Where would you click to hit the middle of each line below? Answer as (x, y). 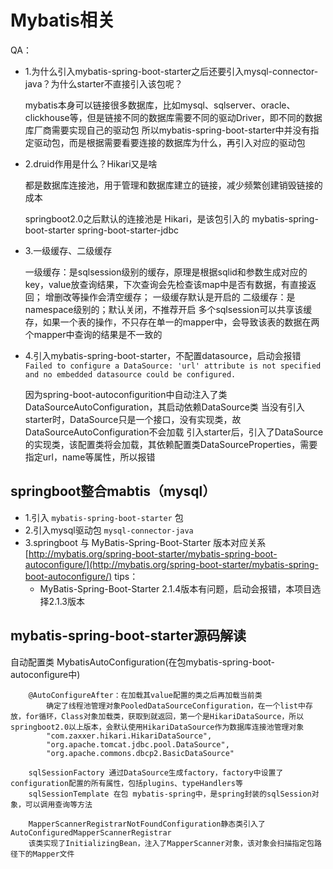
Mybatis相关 (63, 20)
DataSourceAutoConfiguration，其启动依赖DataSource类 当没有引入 (164, 407)
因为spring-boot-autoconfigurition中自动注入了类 (126, 394)
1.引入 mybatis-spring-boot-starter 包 (104, 517)
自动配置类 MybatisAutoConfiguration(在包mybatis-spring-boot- (143, 662)
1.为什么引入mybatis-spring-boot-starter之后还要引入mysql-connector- (171, 71)
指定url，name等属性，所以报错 (90, 457)
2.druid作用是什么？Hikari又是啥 (91, 163)
